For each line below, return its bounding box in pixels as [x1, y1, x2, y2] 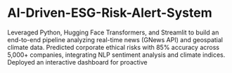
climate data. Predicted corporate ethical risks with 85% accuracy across [7, 43, 220, 51]
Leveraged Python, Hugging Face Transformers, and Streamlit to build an [7, 28, 219, 36]
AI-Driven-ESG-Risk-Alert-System [7, 5, 212, 21]
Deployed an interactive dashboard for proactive [7, 58, 148, 66]
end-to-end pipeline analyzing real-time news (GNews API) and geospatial [7, 35, 224, 44]
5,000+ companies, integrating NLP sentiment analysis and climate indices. [7, 51, 226, 59]
